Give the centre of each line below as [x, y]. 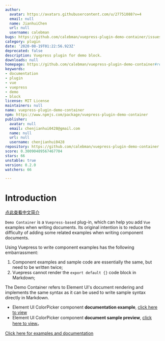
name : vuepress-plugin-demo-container [45, 110]
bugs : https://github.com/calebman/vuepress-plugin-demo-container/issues [83, 37]
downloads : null [22, 60]
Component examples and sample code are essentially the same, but [82, 262]
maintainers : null [24, 106]
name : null [21, 133]
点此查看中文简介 [22, 212]
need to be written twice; [38, 267]
